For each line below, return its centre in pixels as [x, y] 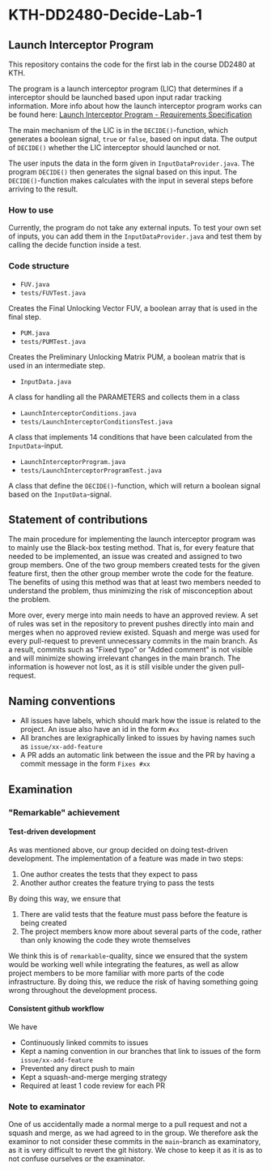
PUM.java [35, 333]
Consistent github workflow [56, 1009]
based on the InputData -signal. [60, 494]
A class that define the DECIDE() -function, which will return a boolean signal [134, 485]
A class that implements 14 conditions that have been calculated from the [131, 437]
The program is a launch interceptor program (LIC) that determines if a [126, 88]
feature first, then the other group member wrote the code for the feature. [131, 574]
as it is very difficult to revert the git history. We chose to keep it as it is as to [135, 1151]
